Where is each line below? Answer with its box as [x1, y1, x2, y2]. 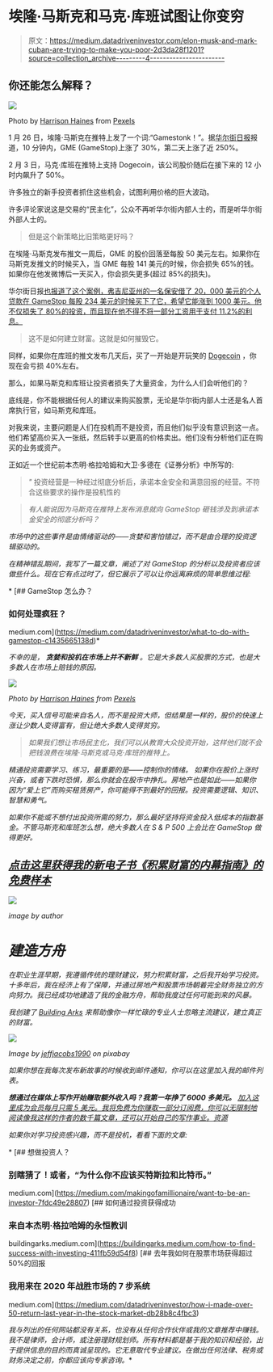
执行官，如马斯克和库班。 [15, 405, 101, 415]
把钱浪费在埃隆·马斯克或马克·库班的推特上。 [27, 748, 174, 758]
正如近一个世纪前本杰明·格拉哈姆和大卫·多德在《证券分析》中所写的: [8, 460, 234, 469]
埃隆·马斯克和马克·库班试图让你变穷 [8, 7, 245, 26]
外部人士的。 [8, 214, 51, 224]
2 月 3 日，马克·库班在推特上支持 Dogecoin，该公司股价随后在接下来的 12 [8, 159, 253, 170]
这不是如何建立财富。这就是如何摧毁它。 [27, 333, 163, 343]
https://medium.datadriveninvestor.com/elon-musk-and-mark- [49, 36, 258, 45]
